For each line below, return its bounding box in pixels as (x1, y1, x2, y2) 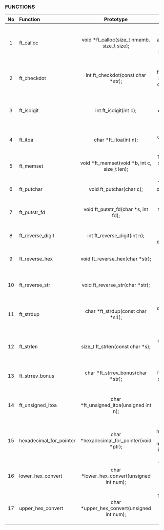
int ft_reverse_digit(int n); (87, 232, 145, 239)
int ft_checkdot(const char (85, 72, 146, 79)
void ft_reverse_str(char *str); (82, 282, 150, 288)
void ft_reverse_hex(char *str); (80, 255, 151, 262)
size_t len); (103, 166, 128, 173)
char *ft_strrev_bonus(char (84, 369, 147, 376)
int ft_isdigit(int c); (95, 107, 137, 114)
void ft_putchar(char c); (88, 186, 143, 193)
